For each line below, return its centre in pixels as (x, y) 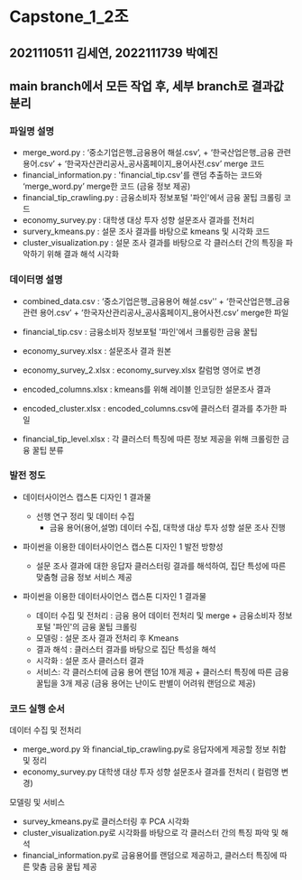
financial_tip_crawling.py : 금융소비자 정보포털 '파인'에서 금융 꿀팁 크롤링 (152, 198)
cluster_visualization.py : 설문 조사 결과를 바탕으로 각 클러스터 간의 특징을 (153, 243)
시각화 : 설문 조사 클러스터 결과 (90, 660)
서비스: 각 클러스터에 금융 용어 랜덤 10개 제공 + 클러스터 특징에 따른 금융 (163, 672)
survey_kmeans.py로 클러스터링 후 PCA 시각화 (106, 821)
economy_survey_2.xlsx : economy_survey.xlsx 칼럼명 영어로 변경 (142, 370)
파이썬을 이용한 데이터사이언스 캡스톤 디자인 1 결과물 (114, 596)
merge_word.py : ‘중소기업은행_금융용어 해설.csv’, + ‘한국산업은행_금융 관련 (156, 153)
